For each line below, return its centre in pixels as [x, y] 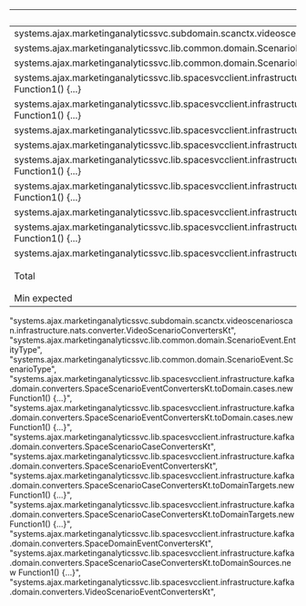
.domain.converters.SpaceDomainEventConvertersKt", [112, 543]
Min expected [43, 298]
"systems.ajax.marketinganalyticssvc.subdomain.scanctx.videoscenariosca [151, 321]
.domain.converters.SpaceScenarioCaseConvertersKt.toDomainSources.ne [150, 563]
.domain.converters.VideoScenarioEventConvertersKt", [113, 592]
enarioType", [33, 369]
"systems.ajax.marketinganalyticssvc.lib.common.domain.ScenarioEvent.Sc [152, 359]
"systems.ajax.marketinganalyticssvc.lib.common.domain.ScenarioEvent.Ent [153, 340]
